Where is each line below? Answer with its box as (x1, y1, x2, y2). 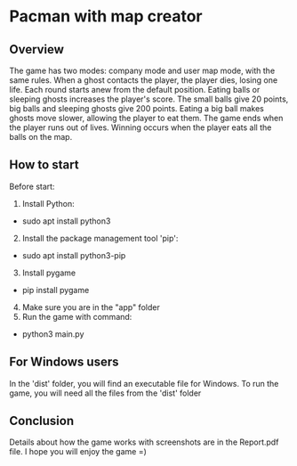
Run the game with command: (21, 311, 132, 322)
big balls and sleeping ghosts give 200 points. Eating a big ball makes (9, 103, 264, 113)
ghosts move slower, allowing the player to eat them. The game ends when (9, 113, 284, 123)
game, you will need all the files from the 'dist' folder (9, 388, 202, 398)
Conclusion (9, 413, 75, 429)
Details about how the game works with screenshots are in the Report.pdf (9, 437, 279, 447)
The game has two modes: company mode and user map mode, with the (9, 65, 276, 76)
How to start (9, 158, 79, 173)
